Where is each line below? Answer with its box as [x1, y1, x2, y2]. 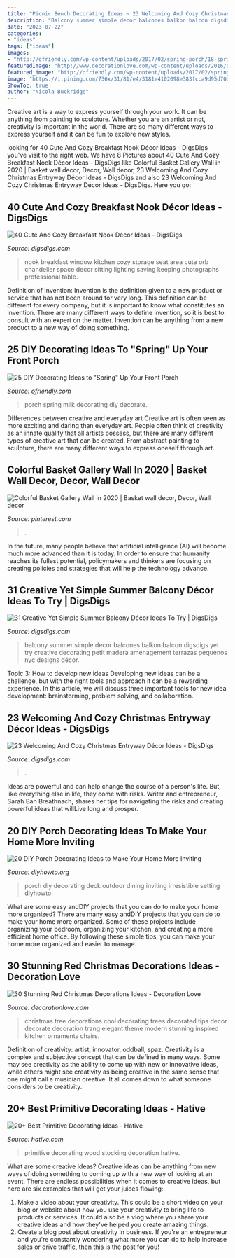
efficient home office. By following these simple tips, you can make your [7, 932, 215, 941]
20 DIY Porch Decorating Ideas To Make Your [7, 824, 208, 837]
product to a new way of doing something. [7, 323, 129, 331]
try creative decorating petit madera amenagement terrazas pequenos [24, 649, 228, 657]
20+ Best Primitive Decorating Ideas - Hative [7, 1103, 206, 1114]
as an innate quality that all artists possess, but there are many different [7, 429, 213, 437]
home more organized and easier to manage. [7, 940, 137, 948]
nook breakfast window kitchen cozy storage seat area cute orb [24, 257, 209, 266]
